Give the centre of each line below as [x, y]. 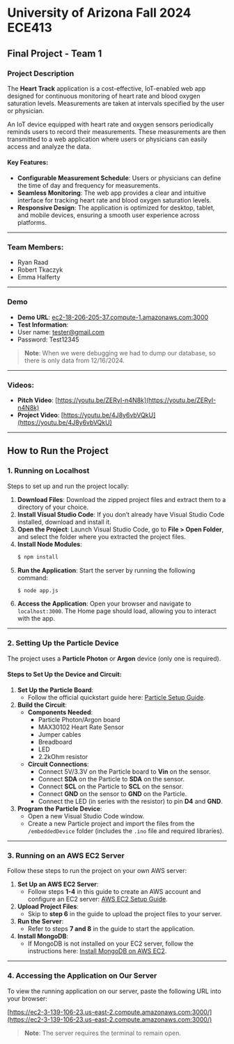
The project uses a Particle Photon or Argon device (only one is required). [114, 659]
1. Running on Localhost [48, 471]
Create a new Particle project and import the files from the [111, 823]
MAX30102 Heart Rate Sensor [81, 727]
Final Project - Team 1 [55, 53]
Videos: [21, 385]
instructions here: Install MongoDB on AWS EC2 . [97, 951]
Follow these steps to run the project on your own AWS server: [97, 871]
